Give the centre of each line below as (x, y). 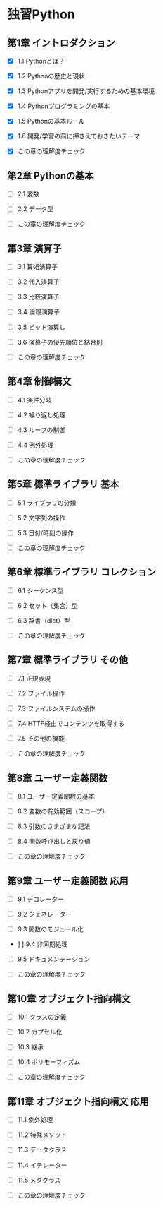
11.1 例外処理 (35, 1120)
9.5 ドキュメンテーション (53, 959)
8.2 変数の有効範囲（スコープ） (63, 811)
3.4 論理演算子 (39, 312)
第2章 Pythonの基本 (51, 175)
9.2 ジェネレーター (45, 914)
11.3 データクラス (42, 1150)
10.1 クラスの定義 (42, 1017)
